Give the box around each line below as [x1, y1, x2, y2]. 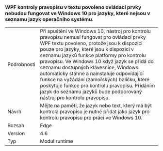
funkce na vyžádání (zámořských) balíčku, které [40, 76, 149, 83]
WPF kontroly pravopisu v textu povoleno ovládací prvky [5, 4, 142, 11]
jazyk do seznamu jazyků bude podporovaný [40, 89, 142, 95]
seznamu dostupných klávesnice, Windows [40, 64, 138, 71]
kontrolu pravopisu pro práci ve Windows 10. [40, 114, 143, 121]
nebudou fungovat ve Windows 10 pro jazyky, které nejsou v [5, 10, 150, 16]
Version [7, 130, 25, 137]
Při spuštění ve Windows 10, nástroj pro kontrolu [40, 28, 151, 35]
